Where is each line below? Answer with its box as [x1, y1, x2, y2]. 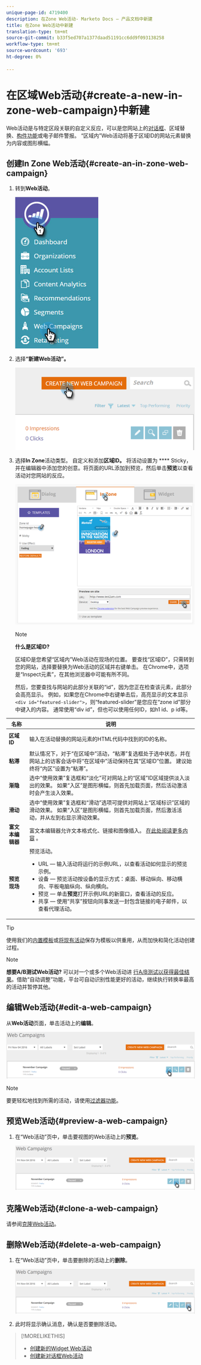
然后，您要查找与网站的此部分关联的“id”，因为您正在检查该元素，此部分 [14, 684, 193, 691]
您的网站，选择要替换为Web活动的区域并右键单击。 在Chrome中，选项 [14, 663, 189, 671]
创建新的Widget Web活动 [29, 1345, 92, 1352]
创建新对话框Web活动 [29, 1352, 84, 1359]
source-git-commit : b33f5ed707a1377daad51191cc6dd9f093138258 [6, 35, 165, 41]
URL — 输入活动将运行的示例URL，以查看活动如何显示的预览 [38, 860, 187, 867]
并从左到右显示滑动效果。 [39, 813, 103, 821]
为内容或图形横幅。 [6, 139, 54, 147]
